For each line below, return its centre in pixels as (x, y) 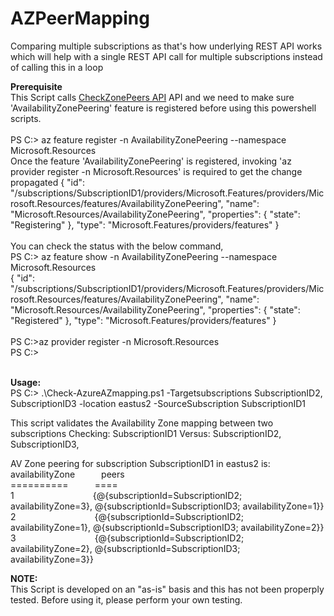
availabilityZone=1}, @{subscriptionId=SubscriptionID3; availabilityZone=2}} (167, 527)
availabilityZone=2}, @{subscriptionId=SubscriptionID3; (125, 548)
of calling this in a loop (57, 67)
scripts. (26, 118)
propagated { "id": (48, 182)
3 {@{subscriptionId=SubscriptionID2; (127, 538)
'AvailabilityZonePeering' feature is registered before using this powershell (163, 108)
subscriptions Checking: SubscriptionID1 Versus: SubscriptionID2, (146, 433)
